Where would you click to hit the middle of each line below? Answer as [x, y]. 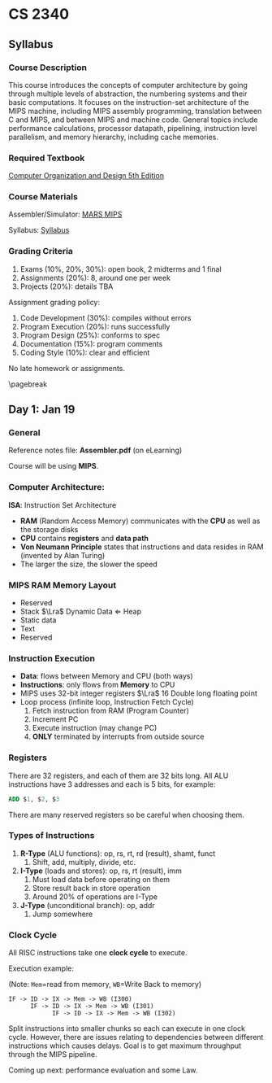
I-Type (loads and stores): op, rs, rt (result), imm [101, 871]
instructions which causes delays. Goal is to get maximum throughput [125, 1046]
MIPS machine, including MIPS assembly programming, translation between [135, 111]
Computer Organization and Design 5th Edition [86, 176]
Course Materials [43, 197]
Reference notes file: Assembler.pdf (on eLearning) [95, 450]
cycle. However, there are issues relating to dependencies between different [136, 1037]
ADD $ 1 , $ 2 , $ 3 [34, 799]
